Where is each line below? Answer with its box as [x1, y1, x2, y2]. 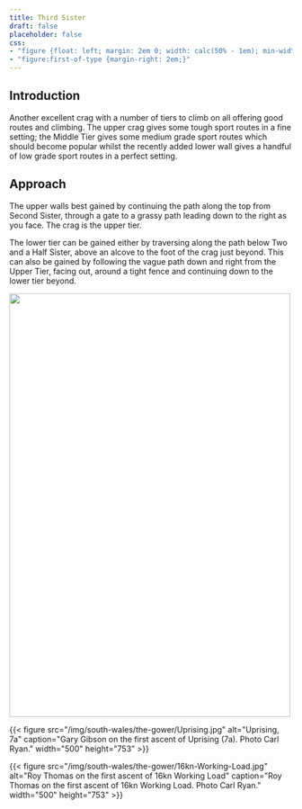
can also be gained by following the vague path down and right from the [9, 256, 277, 266]
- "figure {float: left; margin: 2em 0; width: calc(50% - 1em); [9, 47, 259, 56]
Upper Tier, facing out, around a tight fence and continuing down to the [9, 265, 274, 276]
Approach [9, 176, 67, 192]
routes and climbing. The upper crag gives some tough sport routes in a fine [9, 121, 292, 132]
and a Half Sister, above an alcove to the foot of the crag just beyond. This [9, 247, 285, 257]
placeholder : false [9, 30, 83, 39]
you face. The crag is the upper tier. [9, 220, 142, 230]
